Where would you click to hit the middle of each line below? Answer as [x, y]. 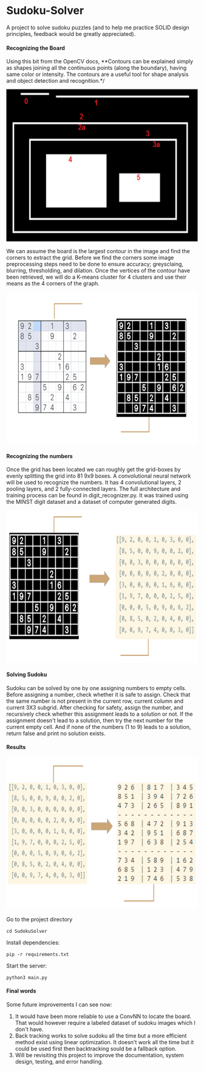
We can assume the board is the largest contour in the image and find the [98, 251]
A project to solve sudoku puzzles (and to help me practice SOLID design [98, 27]
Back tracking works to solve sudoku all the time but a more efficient [101, 1036]
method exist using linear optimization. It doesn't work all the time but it [104, 1042]
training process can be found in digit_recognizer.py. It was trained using [97, 495]
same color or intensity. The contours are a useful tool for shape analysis [97, 74]
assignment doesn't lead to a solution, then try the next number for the [95, 720]
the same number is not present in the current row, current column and [95, 701]
